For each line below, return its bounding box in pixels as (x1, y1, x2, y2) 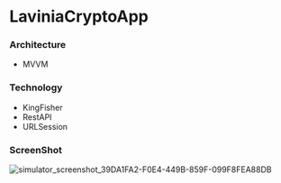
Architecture (9, 39, 67, 51)
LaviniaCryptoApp (9, 6, 149, 27)
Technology (9, 81, 63, 94)
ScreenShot (9, 143, 63, 156)
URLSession (22, 121, 68, 132)
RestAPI (22, 111, 52, 123)
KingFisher (22, 102, 63, 113)
